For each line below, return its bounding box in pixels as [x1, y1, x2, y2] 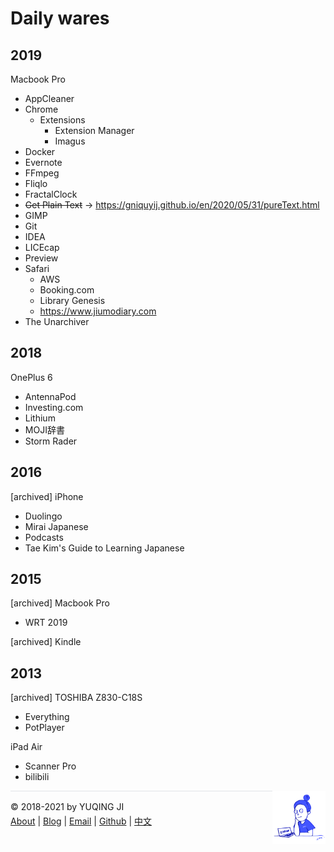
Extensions [39, 114, 86, 126]
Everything [24, 711, 70, 723]
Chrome [24, 103, 59, 115]
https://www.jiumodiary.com [39, 305, 157, 317]
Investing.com [24, 401, 84, 413]
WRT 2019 [24, 617, 68, 629]
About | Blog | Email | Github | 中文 [10, 815, 153, 827]
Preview [24, 252, 59, 264]
